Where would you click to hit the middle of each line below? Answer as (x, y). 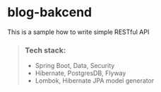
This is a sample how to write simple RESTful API (78, 32)
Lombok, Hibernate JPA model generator (95, 81)
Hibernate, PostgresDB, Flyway (80, 73)
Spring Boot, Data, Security (75, 66)
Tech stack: (45, 50)
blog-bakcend (50, 12)
